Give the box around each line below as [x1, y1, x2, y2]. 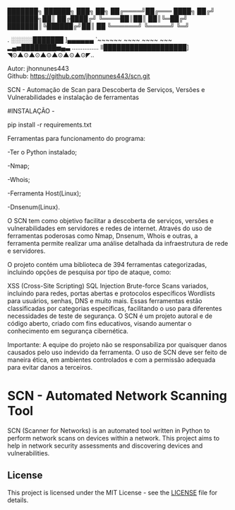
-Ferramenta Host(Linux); [7, 189, 81, 198]
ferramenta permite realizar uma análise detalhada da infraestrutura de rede [7, 239, 229, 247]
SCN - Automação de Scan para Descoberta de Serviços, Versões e [7, 86, 205, 93]
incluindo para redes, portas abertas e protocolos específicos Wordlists [7, 289, 215, 297]
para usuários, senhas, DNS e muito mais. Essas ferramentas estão [7, 297, 203, 305]
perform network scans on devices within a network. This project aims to [7, 433, 220, 442]
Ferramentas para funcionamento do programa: [7, 135, 146, 142]
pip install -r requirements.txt [7, 120, 92, 129]
